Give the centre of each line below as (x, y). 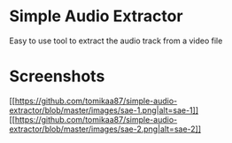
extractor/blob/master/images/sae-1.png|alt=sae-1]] (104, 110)
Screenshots (57, 76)
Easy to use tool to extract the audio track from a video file (116, 41)
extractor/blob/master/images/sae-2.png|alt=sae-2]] (105, 129)
